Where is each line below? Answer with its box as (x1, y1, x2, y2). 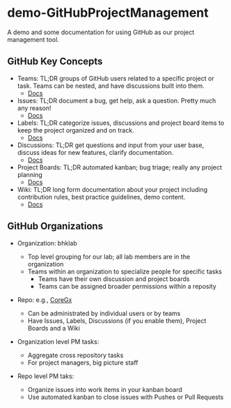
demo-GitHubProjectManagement (7, 5, 209, 21)
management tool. (7, 35, 59, 43)
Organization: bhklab (17, 239, 78, 247)
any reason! (17, 103, 51, 112)
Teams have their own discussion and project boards (38, 274, 190, 283)
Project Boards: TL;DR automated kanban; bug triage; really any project (17, 163, 223, 172)
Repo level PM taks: (17, 372, 74, 380)
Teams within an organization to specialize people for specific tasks (27, 267, 223, 275)
